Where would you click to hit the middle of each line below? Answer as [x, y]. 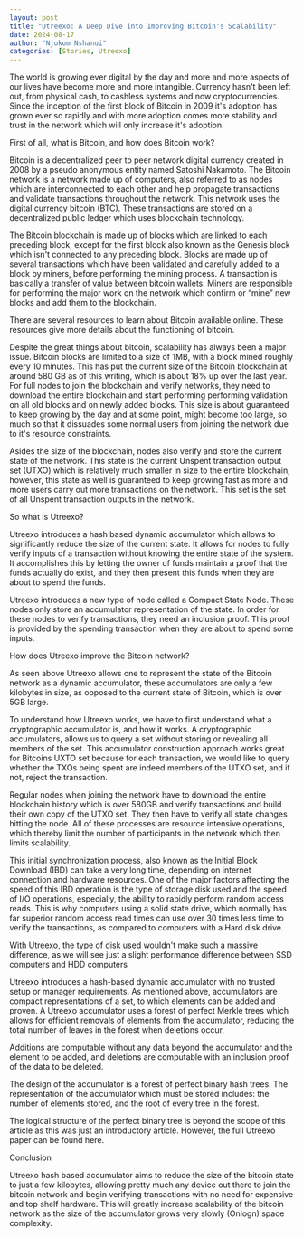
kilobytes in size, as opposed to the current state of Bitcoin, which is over [146, 693]
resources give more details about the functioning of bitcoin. [122, 330]
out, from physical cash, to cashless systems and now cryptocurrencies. [145, 97]
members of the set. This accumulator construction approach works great [147, 749]
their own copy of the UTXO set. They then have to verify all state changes [148, 814]
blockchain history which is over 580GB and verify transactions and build [146, 805]
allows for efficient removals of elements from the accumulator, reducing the [152, 1020]
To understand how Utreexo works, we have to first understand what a [141, 720]
